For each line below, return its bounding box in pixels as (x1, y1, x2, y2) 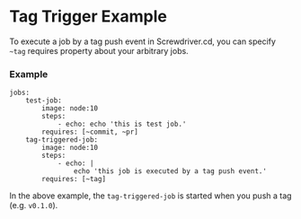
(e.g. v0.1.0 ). (9, 200, 58, 211)
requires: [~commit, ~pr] (41, 127, 139, 136)
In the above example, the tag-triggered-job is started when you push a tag (9, 190, 292, 201)
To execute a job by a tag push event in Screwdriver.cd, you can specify (9, 36, 277, 47)
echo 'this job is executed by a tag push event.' (73, 167, 268, 176)
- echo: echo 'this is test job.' (57, 119, 187, 129)
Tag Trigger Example (9, 6, 168, 27)
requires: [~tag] (41, 175, 106, 184)
